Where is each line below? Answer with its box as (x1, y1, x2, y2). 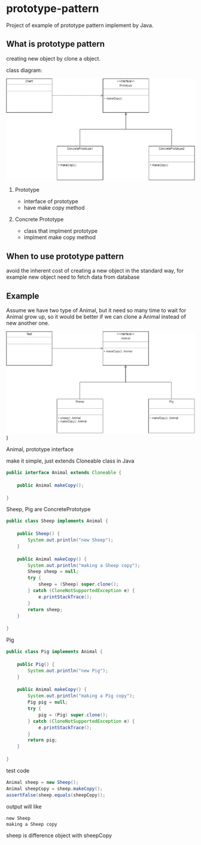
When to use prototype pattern (6, 251, 124, 261)
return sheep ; (28, 606, 63, 612)
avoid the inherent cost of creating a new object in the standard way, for (6, 267, 184, 274)
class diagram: (6, 67, 42, 74)
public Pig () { (17, 661, 55, 667)
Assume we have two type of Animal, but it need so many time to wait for (6, 307, 187, 314)
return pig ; (28, 737, 58, 743)
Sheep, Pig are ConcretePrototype (6, 506, 91, 513)
